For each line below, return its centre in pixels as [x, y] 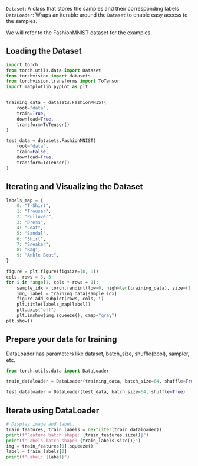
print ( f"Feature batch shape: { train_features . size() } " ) [77, 435]
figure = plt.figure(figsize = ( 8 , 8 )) [52, 271]
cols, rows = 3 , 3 [29, 277]
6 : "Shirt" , [31, 239]
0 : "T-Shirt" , [34, 206]
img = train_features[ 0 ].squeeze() [50, 446]
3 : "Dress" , [31, 222]
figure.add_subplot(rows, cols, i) [60, 299]
